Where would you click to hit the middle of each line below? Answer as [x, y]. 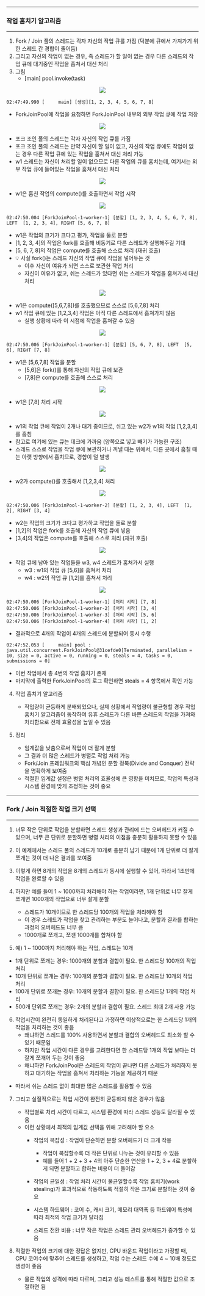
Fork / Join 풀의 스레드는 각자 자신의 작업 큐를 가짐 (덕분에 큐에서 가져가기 [103, 41]
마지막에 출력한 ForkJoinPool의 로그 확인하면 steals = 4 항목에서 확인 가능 [104, 681]
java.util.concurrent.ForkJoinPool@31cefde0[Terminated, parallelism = [99, 651]
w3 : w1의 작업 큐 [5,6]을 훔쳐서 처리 [68, 570]
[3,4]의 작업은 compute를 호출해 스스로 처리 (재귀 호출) [81, 538]
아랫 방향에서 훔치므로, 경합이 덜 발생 [66, 457]
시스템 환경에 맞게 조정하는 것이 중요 [67, 786]
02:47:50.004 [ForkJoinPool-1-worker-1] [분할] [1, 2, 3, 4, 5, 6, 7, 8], [102, 218]
